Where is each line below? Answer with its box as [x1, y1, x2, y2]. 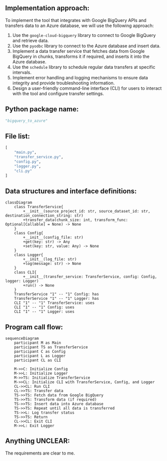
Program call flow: [5, 323, 63, 331]
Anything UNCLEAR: [5, 437, 70, 446]
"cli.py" [14, 168, 32, 174]
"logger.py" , [14, 164, 41, 169]
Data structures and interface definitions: [5, 187, 137, 195]
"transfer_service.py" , [14, 155, 64, 160]
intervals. [12, 69, 32, 75]
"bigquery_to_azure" [5, 118, 48, 123]
